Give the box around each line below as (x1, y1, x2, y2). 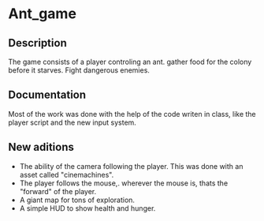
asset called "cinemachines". (19, 170, 114, 179)
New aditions (8, 140, 75, 154)
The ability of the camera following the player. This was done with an (19, 161, 244, 170)
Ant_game (8, 5, 77, 23)
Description (8, 36, 67, 50)
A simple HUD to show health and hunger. (19, 203, 156, 213)
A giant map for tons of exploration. (19, 195, 136, 204)
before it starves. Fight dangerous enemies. (8, 66, 150, 75)
